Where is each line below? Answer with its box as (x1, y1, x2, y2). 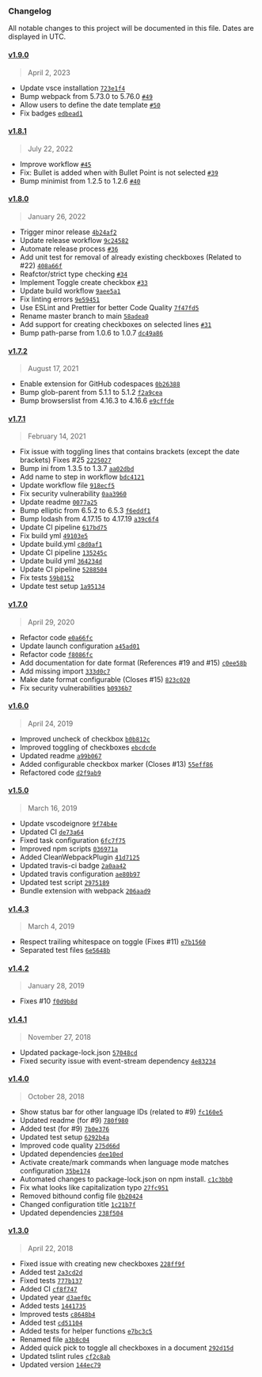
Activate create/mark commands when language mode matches (19, 1157, 230, 1166)
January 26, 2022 (27, 211, 86, 221)
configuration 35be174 (19, 1166, 91, 1175)
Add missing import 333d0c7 (19, 666, 111, 676)
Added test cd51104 (19, 1318, 83, 1327)
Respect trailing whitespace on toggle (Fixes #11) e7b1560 (19, 937, 206, 946)
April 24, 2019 (27, 719, 74, 728)
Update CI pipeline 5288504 (19, 564, 108, 575)
